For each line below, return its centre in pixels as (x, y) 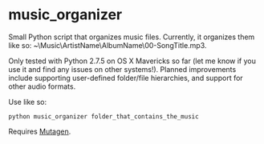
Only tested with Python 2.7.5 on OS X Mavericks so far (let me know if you (132, 61)
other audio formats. (42, 86)
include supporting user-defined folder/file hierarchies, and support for (126, 78)
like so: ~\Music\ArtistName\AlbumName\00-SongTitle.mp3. (108, 45)
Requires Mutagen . (40, 131)
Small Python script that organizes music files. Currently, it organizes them (132, 37)
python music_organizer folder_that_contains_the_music (104, 116)
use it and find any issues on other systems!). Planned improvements (122, 69)
